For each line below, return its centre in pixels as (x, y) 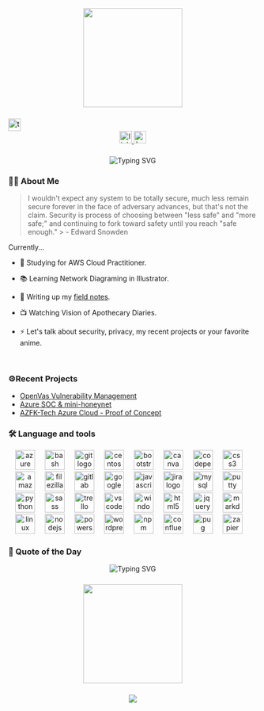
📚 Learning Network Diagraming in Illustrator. (94, 279)
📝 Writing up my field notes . (65, 297)
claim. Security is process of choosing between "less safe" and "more (141, 215)
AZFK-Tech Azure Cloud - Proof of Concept (91, 413)
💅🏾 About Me (34, 181)
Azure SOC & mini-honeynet (66, 404)
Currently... (26, 247)
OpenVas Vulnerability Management (78, 396)
